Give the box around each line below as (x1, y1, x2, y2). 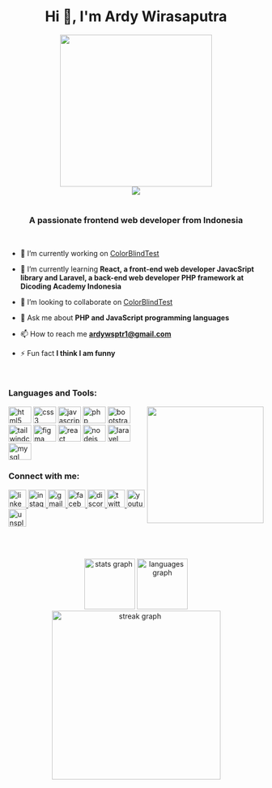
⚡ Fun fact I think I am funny (19, 349, 116, 358)
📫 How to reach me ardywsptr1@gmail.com (19, 329, 172, 339)
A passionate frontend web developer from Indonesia (28, 214, 244, 225)
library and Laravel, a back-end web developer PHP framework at (19, 273, 244, 283)
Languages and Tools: (8, 388, 97, 399)
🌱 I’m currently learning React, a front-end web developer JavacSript (19, 264, 255, 274)
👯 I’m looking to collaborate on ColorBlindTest (19, 298, 173, 307)
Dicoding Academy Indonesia (19, 281, 121, 291)
